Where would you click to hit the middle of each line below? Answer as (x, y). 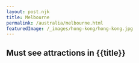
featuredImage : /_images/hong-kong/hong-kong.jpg (70, 28)
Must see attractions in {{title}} (66, 52)
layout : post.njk (28, 12)
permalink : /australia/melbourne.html (55, 23)
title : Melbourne (28, 17)
